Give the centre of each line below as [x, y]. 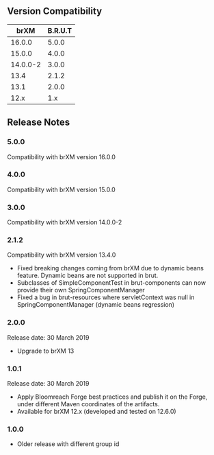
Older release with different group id [68, 444]
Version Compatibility [55, 11]
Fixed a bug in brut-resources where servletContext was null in [106, 297]
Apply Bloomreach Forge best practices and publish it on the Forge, [112, 397]
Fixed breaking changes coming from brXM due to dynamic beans [110, 268]
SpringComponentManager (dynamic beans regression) [96, 305]
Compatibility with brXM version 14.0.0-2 [65, 222]
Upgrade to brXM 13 [45, 351]
